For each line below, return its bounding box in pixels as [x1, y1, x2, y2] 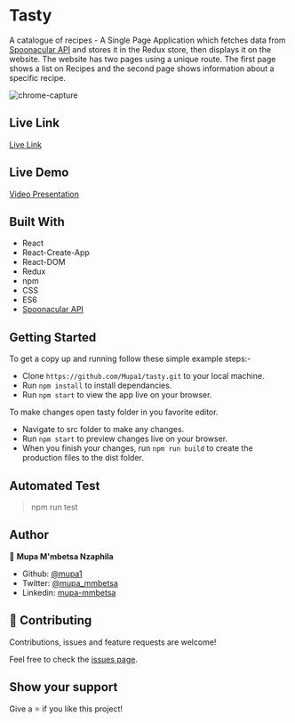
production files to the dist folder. [21, 453, 144, 463]
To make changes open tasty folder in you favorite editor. [9, 406, 219, 418]
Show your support [9, 679, 118, 695]
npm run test [30, 502, 78, 512]
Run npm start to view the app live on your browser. [21, 390, 212, 400]
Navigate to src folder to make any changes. [21, 424, 185, 435]
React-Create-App [21, 247, 91, 258]
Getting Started [9, 330, 97, 345]
